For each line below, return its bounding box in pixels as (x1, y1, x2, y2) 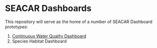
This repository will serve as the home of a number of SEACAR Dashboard (5, 19, 153, 24)
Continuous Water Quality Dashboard (12, 33, 86, 39)
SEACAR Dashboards (5, 3, 92, 14)
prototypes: (5, 24, 28, 29)
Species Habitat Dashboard (12, 38, 67, 44)
